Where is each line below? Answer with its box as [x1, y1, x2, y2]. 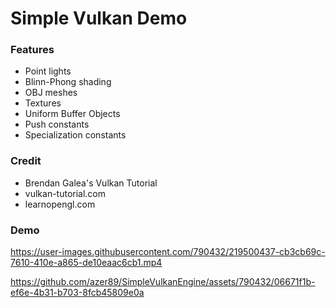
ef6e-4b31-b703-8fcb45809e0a [10, 287, 145, 299]
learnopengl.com [24, 198, 96, 210]
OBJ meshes [24, 87, 78, 99]
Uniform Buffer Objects [24, 108, 121, 120]
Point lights [24, 65, 72, 77]
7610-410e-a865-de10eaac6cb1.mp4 [10, 257, 163, 269]
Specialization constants [24, 129, 127, 141]
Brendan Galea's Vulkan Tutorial [24, 177, 158, 189]
